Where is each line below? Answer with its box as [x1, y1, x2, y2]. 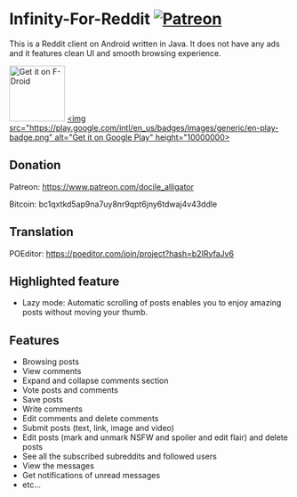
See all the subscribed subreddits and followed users [21, 451, 218, 462]
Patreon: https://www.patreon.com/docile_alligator [9, 181, 194, 191]
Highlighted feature [9, 273, 120, 289]
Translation [9, 224, 74, 240]
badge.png [9, 132, 50, 143]
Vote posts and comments [21, 385, 118, 395]
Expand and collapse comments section [21, 375, 169, 387]
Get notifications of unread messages [21, 470, 161, 481]
